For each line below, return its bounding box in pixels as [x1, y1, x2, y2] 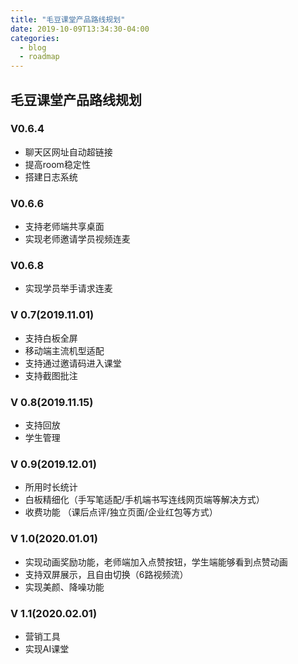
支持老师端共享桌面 [24, 221, 105, 233]
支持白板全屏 [24, 332, 78, 344]
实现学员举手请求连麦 [24, 282, 113, 295]
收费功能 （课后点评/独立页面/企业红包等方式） [24, 506, 218, 518]
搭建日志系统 [24, 171, 78, 183]
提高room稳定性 [24, 158, 91, 170]
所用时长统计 [24, 481, 78, 493]
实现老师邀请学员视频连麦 [24, 233, 131, 245]
